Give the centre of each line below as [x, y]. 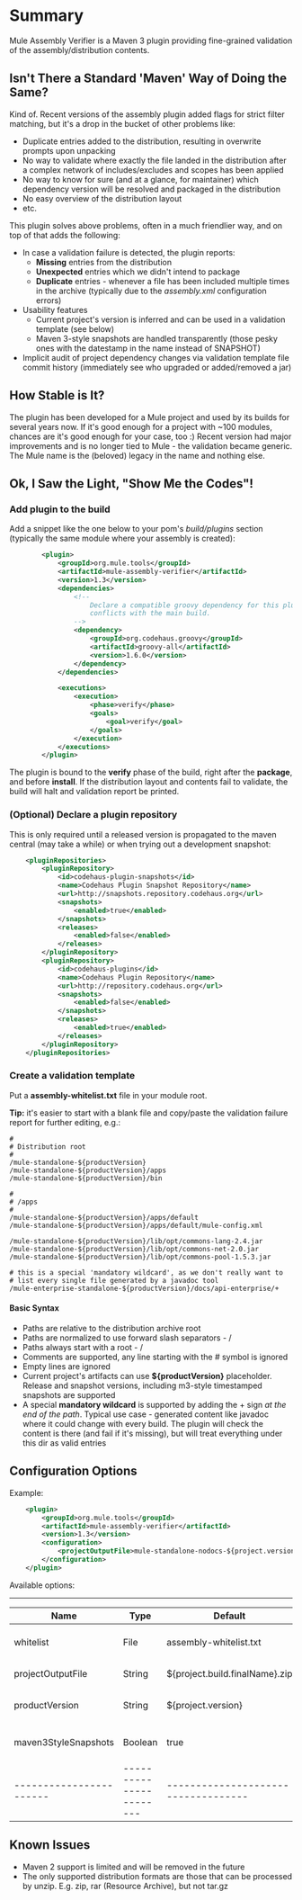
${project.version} [204, 1705]
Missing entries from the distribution [104, 262]
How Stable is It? [57, 395]
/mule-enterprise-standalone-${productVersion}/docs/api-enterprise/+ [144, 1288]
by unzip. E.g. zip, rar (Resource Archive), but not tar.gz [125, 1886]
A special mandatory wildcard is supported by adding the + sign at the [154, 1405]
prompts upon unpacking [69, 150]
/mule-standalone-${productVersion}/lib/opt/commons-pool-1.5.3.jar [140, 1257]
